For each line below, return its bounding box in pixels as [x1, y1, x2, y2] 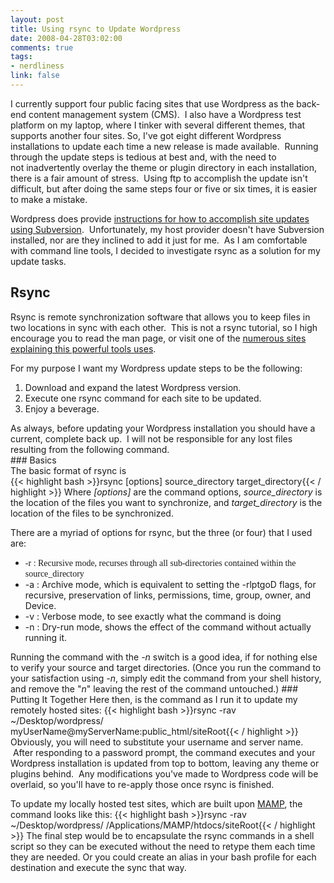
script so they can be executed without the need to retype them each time [10, 840, 316, 852]
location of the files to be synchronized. [10, 507, 174, 519]
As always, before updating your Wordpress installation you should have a [10, 422, 316, 434]
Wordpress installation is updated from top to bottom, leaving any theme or [10, 757, 320, 769]
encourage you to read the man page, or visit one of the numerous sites [10, 332, 307, 344]
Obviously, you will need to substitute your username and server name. [10, 736, 304, 748]
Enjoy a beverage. [24, 402, 100, 415]
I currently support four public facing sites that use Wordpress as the [10, 97, 295, 110]
